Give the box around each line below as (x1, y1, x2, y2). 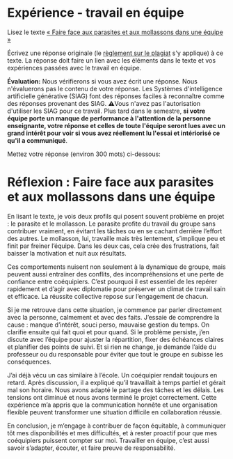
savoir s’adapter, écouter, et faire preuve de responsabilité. (7, 444, 176, 452)
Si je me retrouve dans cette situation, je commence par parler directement (7, 305, 223, 314)
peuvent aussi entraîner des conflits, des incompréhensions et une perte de (7, 270, 224, 278)
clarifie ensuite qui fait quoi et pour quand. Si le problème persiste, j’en (7, 327, 210, 336)
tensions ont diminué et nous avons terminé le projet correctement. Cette (7, 393, 217, 401)
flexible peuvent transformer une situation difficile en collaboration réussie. (7, 407, 223, 416)
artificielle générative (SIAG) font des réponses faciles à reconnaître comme (7, 92, 225, 100)
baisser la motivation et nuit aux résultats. (7, 249, 127, 257)
